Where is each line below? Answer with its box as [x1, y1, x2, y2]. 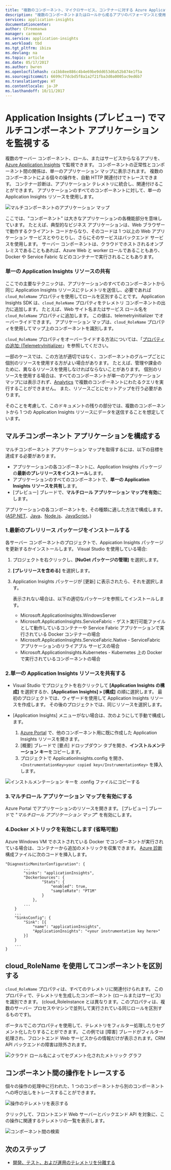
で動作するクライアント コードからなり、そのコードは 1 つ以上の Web [5, 228, 151, 234]
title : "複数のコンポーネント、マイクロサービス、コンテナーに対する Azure [5, 7, 147, 13]
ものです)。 [9, 1011, 34, 1018]
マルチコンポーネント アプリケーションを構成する [5, 432, 161, 440]
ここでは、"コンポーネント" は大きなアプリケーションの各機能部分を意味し [5, 215, 162, 221]
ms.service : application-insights [5, 36, 79, 41]
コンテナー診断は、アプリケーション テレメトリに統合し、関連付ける [15, 181, 159, 187]
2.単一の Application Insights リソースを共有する [5, 669, 126, 677]
